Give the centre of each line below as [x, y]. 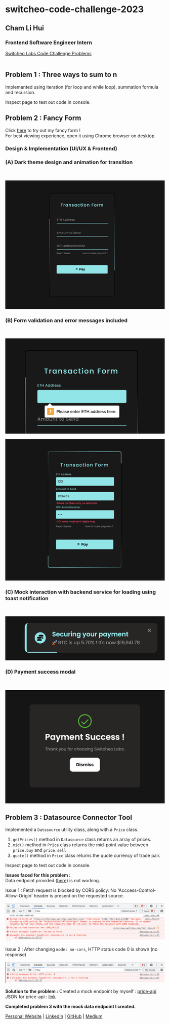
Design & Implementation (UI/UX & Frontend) [61, 149]
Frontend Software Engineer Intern [49, 43]
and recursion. [20, 92]
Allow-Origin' [19, 896]
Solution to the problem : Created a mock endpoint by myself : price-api [81, 992]
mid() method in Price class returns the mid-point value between [80, 845]
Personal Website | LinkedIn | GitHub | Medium [54, 1016]
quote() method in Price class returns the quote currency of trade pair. [87, 856]
